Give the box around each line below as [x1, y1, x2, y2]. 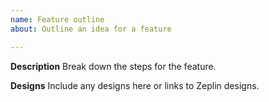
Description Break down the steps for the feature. [10, 60, 217, 72]
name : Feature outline [10, 14, 105, 25]
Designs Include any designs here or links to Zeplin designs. [10, 79, 260, 91]
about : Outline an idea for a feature [10, 24, 172, 34]
